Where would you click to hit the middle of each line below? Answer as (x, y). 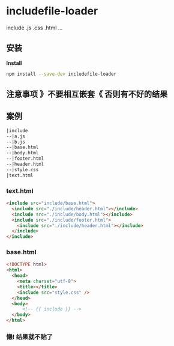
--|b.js (16, 142)
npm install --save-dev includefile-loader (61, 74)
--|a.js (16, 136)
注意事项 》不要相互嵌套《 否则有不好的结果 (87, 94)
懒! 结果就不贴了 (29, 336)
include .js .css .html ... (34, 28)
